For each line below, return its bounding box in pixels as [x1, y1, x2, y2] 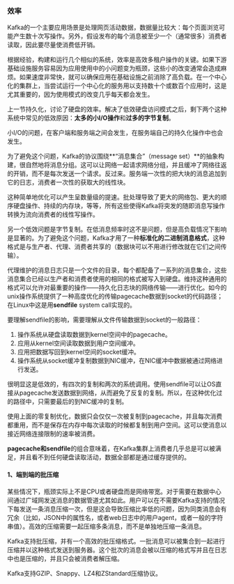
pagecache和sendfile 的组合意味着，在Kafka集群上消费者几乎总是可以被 [7, 444, 216, 453]
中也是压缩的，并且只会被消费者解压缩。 [7, 554, 123, 562]
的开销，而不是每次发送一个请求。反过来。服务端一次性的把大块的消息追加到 [7, 169, 227, 178]
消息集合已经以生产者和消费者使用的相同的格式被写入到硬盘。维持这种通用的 [7, 275, 227, 283]
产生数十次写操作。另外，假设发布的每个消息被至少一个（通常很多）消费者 [13, 32, 227, 40]
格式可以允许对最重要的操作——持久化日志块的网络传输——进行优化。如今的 [7, 283, 227, 292]
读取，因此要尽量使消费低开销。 [7, 40, 99, 49]
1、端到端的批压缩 [7, 470, 59, 478]
